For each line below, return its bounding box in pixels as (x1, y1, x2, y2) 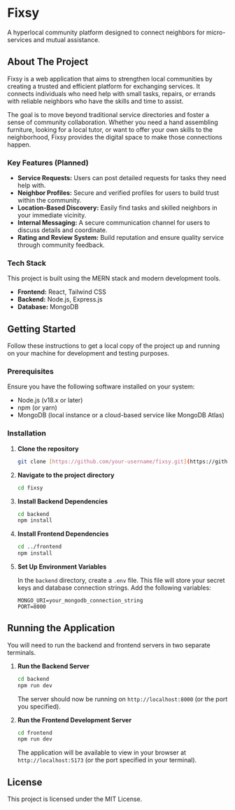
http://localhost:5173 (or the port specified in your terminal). (17, 756, 197, 764)
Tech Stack (7, 258, 47, 268)
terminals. (7, 648, 36, 656)
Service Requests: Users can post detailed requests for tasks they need (17, 174, 227, 182)
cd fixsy (17, 484, 43, 492)
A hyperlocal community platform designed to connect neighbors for (7, 28, 205, 36)
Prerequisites (7, 367, 54, 377)
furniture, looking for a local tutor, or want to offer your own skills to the (7, 125, 213, 134)
